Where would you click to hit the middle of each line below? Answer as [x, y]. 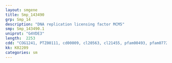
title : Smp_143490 [25, 15]
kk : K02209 [17, 48]
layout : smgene [21, 10]
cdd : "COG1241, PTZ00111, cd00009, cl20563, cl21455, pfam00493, [76, 43]
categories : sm [21, 52]
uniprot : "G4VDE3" [25, 34]
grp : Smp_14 [18, 19]
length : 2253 [20, 39]
